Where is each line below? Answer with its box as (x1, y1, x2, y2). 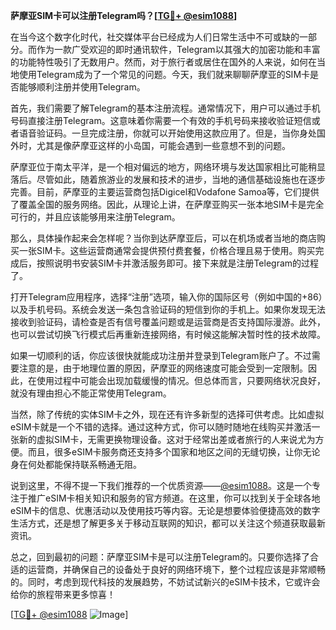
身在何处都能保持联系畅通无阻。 (10, 459, 142, 470)
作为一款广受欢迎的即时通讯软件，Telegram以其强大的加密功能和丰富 (36, 44, 321, 55)
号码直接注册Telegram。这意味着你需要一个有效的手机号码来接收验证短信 (10, 115, 312, 126)
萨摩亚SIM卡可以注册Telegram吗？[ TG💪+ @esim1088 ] (10, 10, 238, 21)
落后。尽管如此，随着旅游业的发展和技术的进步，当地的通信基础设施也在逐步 (10, 174, 326, 185)
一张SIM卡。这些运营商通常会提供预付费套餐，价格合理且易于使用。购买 (18, 245, 316, 256)
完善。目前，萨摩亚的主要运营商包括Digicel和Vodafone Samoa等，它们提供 (10, 186, 320, 198)
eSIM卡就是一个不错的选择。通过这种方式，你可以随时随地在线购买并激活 (10, 421, 312, 433)
